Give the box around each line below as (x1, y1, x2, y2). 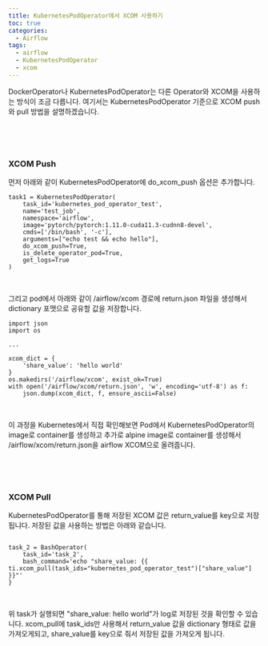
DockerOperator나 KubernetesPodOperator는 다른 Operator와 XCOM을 (8, 86, 239, 96)
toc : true (8, 19, 42, 27)
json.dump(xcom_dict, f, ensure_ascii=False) (22, 389, 178, 398)
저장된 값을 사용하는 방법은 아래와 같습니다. (31, 520, 166, 530)
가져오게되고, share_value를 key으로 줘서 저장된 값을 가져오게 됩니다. (8, 629, 226, 639)
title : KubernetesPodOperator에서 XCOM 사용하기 (8, 11, 164, 20)
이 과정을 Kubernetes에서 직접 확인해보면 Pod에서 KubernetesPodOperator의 (8, 421, 254, 430)
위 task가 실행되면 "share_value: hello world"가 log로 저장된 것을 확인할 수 (8, 609, 244, 619)
